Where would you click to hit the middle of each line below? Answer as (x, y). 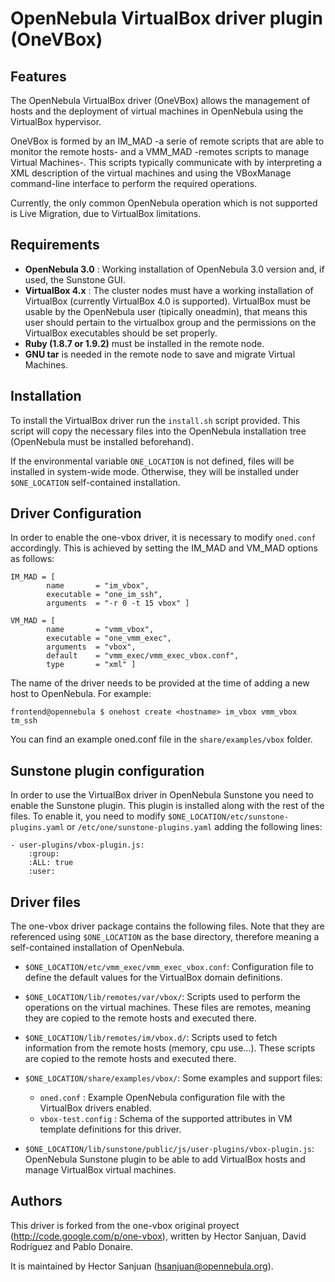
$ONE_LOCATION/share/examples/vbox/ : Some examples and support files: (173, 1078)
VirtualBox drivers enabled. (95, 1108)
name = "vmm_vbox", (100, 630)
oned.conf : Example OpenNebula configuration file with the (162, 1098)
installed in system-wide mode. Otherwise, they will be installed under (155, 471)
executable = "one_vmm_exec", (109, 638)
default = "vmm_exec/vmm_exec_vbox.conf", (143, 656)
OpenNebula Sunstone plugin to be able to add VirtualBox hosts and (165, 1159)
